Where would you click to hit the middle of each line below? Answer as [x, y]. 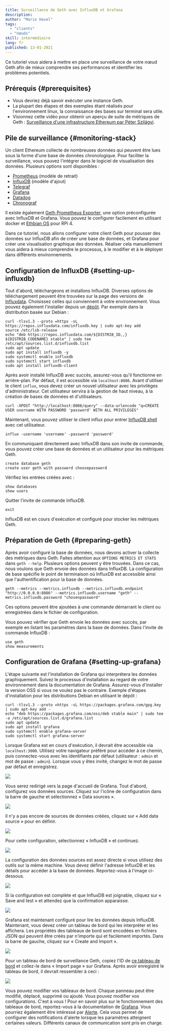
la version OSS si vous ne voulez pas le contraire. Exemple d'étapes [76, 690]
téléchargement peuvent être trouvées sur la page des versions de [74, 296]
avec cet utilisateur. [25, 425]
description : [19, 15]
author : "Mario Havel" [29, 19]
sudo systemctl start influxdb [38, 361]
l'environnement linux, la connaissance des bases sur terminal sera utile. [88, 111]
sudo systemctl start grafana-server [45, 736]
